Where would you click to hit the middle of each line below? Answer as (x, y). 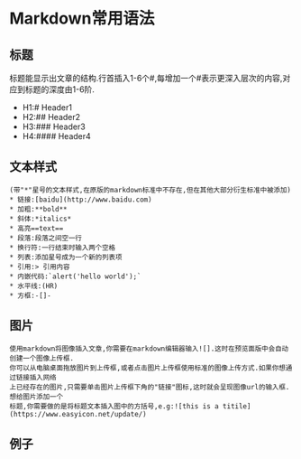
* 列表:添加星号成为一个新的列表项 (66, 257)
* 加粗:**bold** (38, 209)
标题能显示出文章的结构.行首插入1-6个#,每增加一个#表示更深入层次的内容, (146, 78)
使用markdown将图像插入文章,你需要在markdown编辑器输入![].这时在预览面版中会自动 (149, 349)
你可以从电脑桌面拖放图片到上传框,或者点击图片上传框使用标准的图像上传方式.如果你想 (147, 368)
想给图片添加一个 (36, 397)
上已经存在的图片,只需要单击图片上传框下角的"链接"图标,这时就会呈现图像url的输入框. (150, 387)
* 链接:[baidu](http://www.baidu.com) (81, 200)
